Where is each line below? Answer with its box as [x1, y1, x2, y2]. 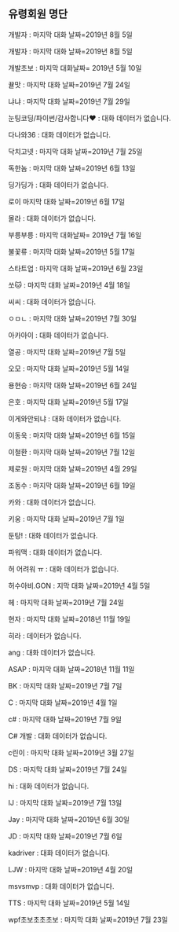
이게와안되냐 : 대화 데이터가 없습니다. [8, 413, 122, 423]
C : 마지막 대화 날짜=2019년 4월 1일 [8, 698, 118, 707]
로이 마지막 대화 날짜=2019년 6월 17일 [8, 196, 126, 206]
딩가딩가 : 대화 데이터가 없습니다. [8, 180, 109, 189]
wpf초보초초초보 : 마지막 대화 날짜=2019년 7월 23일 [8, 915, 169, 924]
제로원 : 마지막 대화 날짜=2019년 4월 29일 [8, 464, 137, 473]
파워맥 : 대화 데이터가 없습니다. [8, 547, 103, 556]
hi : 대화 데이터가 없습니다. [8, 781, 89, 791]
